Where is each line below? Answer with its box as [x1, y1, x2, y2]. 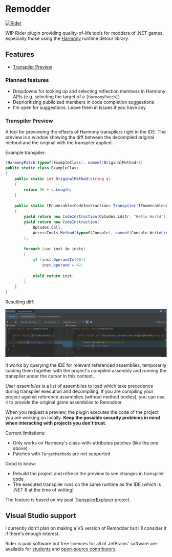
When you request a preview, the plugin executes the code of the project [5, 409, 159, 415]
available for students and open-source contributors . [5, 546, 117, 552]
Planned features [5, 76, 49, 83]
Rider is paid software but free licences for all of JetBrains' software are [5, 540, 157, 546]
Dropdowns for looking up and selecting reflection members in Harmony [12, 88, 165, 95]
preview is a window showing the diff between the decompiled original [5, 134, 155, 141]
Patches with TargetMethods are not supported [12, 451, 111, 457]
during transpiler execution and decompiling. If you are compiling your [5, 388, 154, 394]
